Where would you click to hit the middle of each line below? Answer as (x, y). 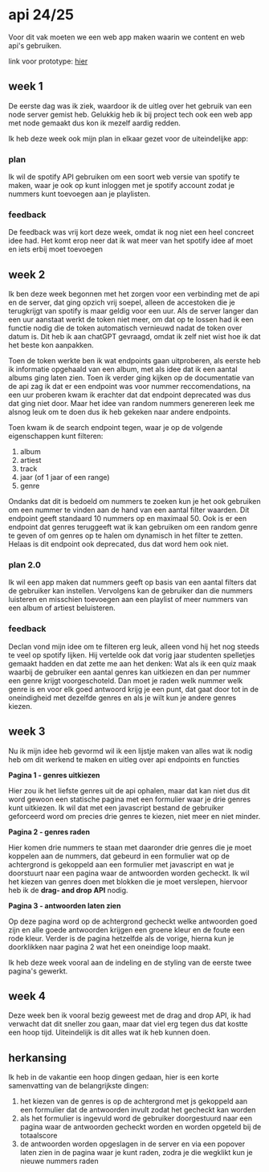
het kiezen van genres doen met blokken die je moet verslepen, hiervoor (128, 881)
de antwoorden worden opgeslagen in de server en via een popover (132, 1144)
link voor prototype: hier (48, 61)
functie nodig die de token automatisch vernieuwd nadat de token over (125, 328)
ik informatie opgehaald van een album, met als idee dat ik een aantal (123, 369)
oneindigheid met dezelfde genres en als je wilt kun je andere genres (122, 698)
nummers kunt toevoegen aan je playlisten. (79, 194)
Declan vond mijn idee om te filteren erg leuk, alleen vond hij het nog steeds (134, 646)
